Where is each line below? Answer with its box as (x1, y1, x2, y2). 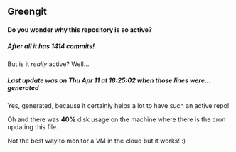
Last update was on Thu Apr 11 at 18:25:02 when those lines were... (7, 76, 211, 85)
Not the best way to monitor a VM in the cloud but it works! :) (7, 136, 186, 145)
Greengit (7, 6, 48, 18)
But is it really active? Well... (7, 60, 90, 68)
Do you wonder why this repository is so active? (7, 25, 153, 34)
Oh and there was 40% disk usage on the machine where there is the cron (7, 115, 226, 124)
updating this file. (7, 122, 58, 131)
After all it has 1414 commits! (7, 42, 95, 50)
